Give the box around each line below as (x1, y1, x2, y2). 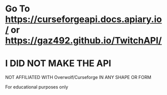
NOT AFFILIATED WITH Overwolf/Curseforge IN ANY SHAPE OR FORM (5, 74, 151, 80)
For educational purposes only (5, 84, 69, 90)
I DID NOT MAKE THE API (5, 58, 111, 69)
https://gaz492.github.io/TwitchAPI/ (5, 35, 162, 46)
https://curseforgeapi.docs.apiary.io (5, 13, 162, 25)
